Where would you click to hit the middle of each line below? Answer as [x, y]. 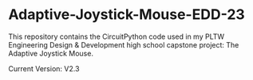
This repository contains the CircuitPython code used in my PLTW [117, 36]
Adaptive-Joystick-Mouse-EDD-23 [126, 15]
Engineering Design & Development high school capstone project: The [124, 44]
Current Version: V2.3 [44, 68]
